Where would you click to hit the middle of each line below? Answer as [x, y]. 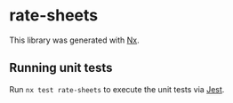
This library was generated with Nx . [74, 40]
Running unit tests [61, 68]
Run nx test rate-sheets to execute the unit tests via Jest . [117, 89]
